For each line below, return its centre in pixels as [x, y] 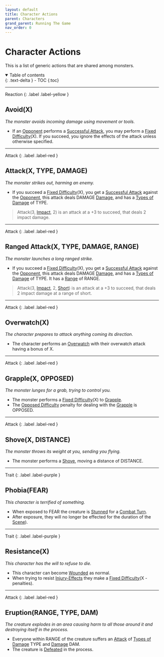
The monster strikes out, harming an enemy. [50, 183]
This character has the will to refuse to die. [48, 563]
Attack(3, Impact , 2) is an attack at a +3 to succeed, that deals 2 [82, 212]
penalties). [23, 583]
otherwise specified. [33, 141]
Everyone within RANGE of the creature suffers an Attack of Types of [82, 639]
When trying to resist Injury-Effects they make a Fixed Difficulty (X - [80, 578]
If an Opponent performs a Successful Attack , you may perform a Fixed [84, 131]
